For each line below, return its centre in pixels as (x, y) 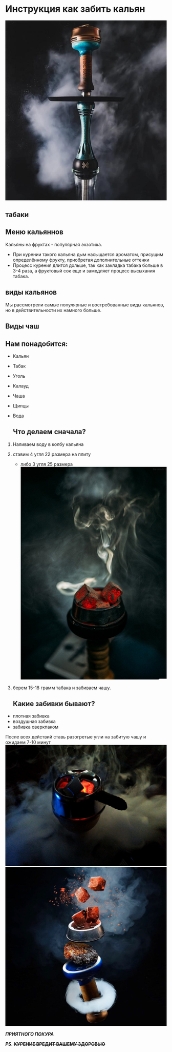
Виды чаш (22, 326)
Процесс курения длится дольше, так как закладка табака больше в (88, 265)
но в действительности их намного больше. (53, 310)
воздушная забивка (34, 722)
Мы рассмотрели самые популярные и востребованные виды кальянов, (85, 305)
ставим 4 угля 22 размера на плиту (52, 454)
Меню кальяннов (35, 232)
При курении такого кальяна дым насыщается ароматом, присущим (88, 254)
